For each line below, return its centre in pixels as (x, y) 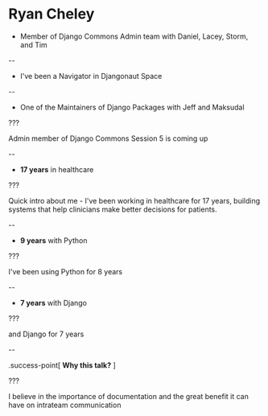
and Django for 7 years (46, 334)
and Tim (34, 44)
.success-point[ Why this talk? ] (62, 365)
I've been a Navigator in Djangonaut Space (91, 76)
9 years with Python (54, 240)
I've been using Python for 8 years (66, 271)
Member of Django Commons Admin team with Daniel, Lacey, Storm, (134, 36)
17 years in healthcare (57, 169)
